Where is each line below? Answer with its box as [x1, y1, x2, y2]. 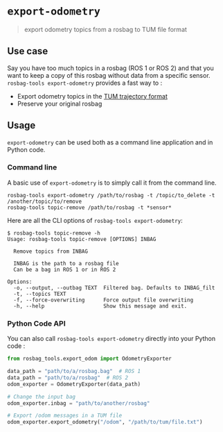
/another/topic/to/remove [7, 198, 82, 205]
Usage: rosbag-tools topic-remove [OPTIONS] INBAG [7, 235, 157, 242]
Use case [7, 45, 48, 57]
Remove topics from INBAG [13, 248, 89, 255]
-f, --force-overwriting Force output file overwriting [13, 297, 194, 304]
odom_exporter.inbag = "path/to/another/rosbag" [7, 399, 150, 407]
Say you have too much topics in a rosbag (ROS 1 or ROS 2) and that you [7, 64, 214, 72]
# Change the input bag [7, 393, 76, 400]
